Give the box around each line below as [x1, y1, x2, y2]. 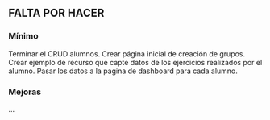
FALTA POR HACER [8, 6, 105, 20]
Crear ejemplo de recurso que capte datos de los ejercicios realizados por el [8, 57, 263, 67]
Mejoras [8, 86, 42, 97]
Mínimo [8, 31, 39, 42]
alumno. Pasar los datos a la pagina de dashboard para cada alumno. [8, 66, 238, 76]
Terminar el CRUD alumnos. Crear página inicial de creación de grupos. [8, 48, 246, 59]
